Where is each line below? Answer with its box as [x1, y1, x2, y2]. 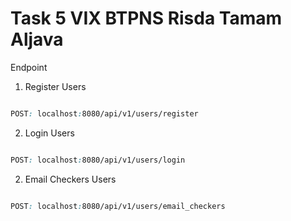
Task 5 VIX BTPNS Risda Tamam [10, 7, 283, 30]
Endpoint [10, 61, 48, 73]
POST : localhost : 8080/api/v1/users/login [10, 155, 186, 165]
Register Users [24, 80, 87, 92]
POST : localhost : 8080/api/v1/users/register [10, 108, 199, 119]
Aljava [10, 28, 64, 51]
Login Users [24, 127, 75, 139]
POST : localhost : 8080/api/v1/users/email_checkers [10, 201, 226, 211]
